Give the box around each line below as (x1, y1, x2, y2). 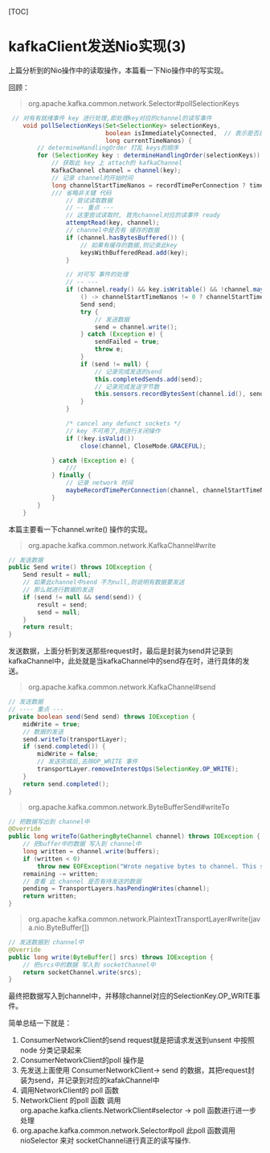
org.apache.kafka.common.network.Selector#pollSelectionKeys (27, 98, 239, 108)
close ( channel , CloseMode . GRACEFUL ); (80, 442, 207, 450)
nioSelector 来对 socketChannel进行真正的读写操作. (19, 1136, 191, 1146)
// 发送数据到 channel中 (8, 938, 84, 947)
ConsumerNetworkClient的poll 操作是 (19, 1056, 145, 1065)
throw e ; (94, 345, 125, 354)
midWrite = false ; (37, 750, 99, 758)
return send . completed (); (22, 779, 110, 788)
